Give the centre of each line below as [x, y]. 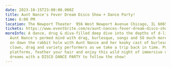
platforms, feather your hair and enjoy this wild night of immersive [86, 52]
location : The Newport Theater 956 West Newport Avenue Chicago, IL [81, 24]
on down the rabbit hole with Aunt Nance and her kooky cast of [79, 43]
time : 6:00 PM [20, 19]
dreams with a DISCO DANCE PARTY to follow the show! [68, 57]
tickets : [15, 29]
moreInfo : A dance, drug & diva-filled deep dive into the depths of [81, 33]
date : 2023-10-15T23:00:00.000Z [39, 10]
